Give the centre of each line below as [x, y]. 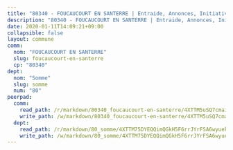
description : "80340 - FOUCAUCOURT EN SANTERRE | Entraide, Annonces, [111, 20]
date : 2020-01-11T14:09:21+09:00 [55, 26]
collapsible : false [35, 33]
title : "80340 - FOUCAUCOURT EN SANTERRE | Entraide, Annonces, [102, 13]
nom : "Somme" [32, 78]
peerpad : [20, 97]
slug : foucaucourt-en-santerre [59, 59]
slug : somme [31, 84]
